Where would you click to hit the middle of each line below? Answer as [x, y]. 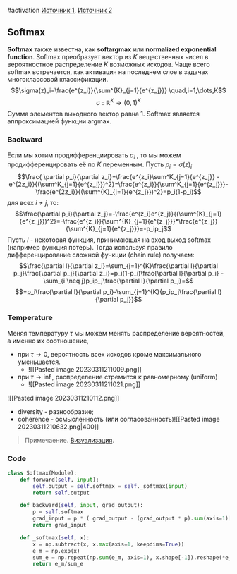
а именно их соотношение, [48, 341]
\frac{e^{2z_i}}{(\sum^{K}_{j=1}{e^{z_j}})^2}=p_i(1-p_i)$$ [119, 192]
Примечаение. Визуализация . [69, 440]
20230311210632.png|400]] [58, 427]
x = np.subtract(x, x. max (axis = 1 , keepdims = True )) [109, 544]
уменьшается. [39, 362]
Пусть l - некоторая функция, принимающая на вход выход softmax [109, 240]
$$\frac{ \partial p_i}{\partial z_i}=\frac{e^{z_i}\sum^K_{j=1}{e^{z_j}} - [119, 177]
